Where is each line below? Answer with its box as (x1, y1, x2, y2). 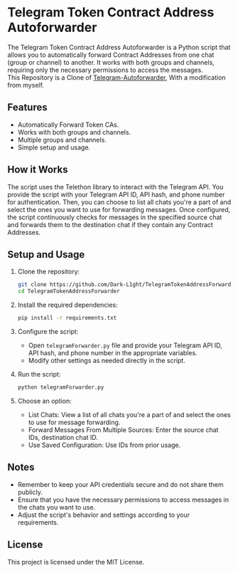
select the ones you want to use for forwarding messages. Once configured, (7, 205, 231, 214)
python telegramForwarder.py (17, 384, 104, 391)
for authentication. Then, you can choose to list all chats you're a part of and (7, 197, 232, 206)
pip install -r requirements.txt (17, 315, 117, 322)
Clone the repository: (17, 268, 80, 276)
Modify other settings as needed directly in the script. (28, 357, 186, 364)
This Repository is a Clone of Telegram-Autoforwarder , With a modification (7, 73, 226, 82)
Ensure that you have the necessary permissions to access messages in (17, 495, 229, 504)
